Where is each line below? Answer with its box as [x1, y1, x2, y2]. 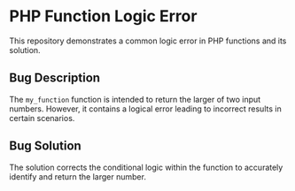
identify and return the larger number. [9, 171, 146, 182]
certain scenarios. [9, 112, 75, 123]
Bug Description [9, 71, 100, 86]
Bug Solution [9, 139, 82, 154]
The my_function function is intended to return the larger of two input [9, 94, 261, 104]
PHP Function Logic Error [9, 6, 198, 27]
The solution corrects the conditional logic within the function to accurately [9, 162, 283, 172]
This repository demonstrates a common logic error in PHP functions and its [9, 35, 287, 46]
